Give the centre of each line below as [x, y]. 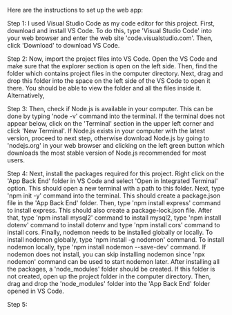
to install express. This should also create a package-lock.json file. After [110, 210]
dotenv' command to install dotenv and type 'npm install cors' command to [114, 225]
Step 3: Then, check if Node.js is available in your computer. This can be [110, 109]
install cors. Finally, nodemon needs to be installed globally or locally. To [110, 232]
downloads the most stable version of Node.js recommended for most [107, 153]
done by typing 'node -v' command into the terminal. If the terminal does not [116, 116]
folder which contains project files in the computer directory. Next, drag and [115, 73]
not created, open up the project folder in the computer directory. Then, [109, 276]
